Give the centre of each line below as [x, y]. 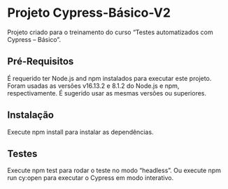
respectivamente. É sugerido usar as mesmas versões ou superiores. [107, 93]
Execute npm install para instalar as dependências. [80, 132]
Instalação [31, 115]
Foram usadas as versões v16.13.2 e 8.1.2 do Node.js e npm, [93, 86]
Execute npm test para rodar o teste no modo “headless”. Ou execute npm [114, 171]
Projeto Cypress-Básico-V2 [89, 13]
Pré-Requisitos [41, 62]
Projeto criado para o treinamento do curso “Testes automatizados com [110, 32]
